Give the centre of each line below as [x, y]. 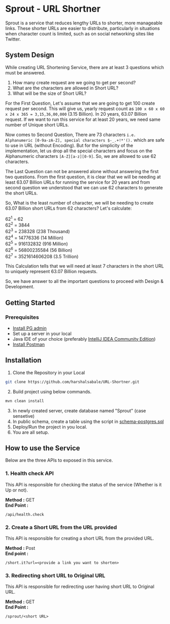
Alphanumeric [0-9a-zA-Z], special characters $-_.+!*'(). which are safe [85, 140]
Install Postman [29, 344]
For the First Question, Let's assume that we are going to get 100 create [80, 103]
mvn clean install [25, 401]
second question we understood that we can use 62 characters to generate [84, 187]
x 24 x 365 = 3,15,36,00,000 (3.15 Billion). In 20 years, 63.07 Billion [76, 114]
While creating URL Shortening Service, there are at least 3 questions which [84, 67]
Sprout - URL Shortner [53, 9]
